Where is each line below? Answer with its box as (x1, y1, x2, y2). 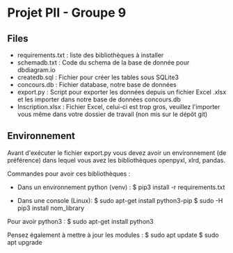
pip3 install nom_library (17, 204, 85, 212)
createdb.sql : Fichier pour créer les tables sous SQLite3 (17, 73, 179, 81)
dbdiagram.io (17, 66, 56, 74)
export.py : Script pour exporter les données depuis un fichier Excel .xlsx (17, 88, 227, 96)
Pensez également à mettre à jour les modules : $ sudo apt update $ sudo (7, 231, 219, 239)
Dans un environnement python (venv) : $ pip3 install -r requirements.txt (17, 183, 225, 191)
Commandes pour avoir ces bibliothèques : (7, 169, 131, 178)
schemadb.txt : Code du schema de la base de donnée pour (17, 58, 190, 67)
